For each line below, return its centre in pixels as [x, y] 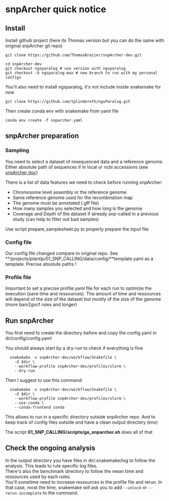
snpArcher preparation [42, 136]
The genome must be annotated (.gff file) [56, 203]
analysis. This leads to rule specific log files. [52, 466]
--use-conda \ [29, 403]
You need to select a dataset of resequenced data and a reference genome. [84, 161]
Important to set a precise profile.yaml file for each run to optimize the [79, 288]
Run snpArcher [30, 321]
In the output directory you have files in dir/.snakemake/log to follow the [80, 460]
